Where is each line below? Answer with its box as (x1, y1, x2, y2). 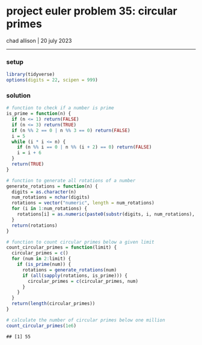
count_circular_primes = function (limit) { (6, 244, 117, 251)
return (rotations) (11, 222, 58, 229)
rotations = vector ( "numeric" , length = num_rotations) (11, 200, 155, 206)
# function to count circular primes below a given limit (6, 239, 155, 245)
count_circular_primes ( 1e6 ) (6, 323, 77, 329)
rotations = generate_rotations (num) (22, 267, 117, 273)
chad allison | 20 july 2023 (6, 37, 72, 44)
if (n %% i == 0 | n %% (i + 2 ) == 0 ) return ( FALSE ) (17, 144, 152, 150)
